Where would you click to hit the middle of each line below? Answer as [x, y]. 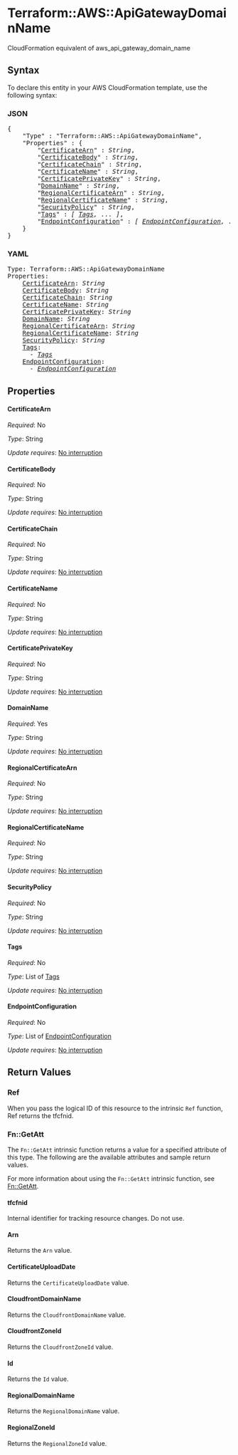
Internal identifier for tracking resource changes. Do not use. [96, 1219]
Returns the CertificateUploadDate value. [68, 1283]
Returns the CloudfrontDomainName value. [67, 1315]
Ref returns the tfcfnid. [40, 1115]
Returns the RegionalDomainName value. [64, 1411]
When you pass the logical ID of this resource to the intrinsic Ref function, [115, 1108]
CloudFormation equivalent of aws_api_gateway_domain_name [99, 48]
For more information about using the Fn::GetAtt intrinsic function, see [111, 1178]
